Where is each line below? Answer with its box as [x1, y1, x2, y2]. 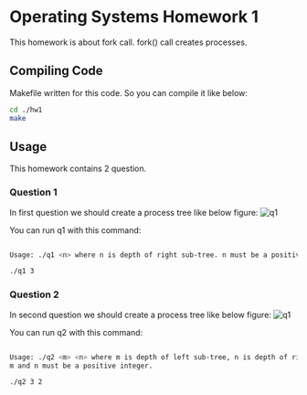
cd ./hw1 [9, 105, 43, 114]
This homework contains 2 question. [9, 163, 147, 175]
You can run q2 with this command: [9, 326, 143, 337]
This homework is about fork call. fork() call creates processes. [9, 37, 248, 48]
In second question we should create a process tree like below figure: [9, 309, 272, 320]
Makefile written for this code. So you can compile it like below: [9, 87, 249, 98]
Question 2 [9, 288, 59, 301]
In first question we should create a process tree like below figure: [9, 207, 259, 218]
